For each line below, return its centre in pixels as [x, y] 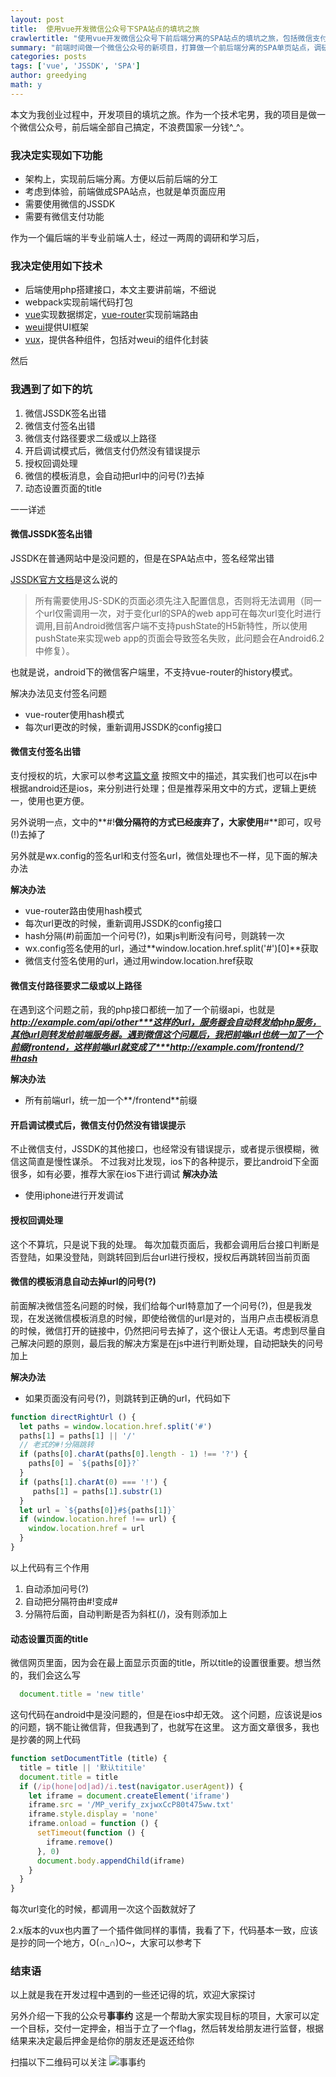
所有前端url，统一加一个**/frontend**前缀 [111, 1100]
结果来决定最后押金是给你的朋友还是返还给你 [102, 2041]
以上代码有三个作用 [50, 1567]
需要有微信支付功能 [64, 217]
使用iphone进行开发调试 [74, 1195]
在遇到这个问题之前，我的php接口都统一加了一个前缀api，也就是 [143, 1010]
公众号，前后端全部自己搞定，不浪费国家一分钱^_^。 [143, 127]
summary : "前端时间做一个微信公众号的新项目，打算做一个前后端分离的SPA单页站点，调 [166, 47]
